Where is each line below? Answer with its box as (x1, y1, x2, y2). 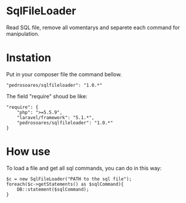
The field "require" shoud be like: (6, 92, 88, 99)
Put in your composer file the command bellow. (6, 70, 122, 78)
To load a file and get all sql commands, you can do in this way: (6, 164, 162, 171)
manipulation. (6, 30, 40, 37)
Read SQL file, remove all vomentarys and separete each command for (6, 24, 180, 31)
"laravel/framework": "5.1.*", (17, 114, 95, 120)
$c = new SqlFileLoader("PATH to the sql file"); (6, 176, 132, 182)
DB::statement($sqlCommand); (17, 186, 89, 192)
